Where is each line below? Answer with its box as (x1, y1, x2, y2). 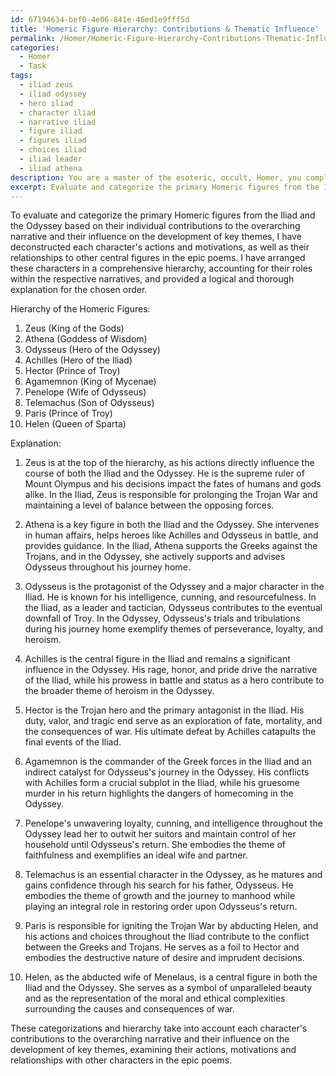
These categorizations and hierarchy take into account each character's (10, 1022, 308, 1035)
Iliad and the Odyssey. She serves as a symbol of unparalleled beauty (24, 982, 313, 994)
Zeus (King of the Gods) (24, 322, 125, 335)
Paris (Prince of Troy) (24, 407, 113, 420)
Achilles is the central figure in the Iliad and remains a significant (24, 653, 291, 665)
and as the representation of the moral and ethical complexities (24, 992, 286, 1005)
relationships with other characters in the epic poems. (10, 1054, 233, 1066)
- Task (19, 61, 47, 71)
